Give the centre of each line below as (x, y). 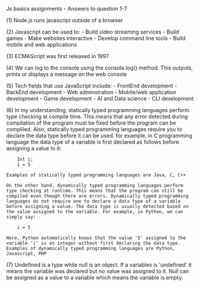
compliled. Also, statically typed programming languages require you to (94, 129)
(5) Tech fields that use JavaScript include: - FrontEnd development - (92, 86)
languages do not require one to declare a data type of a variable (93, 201)
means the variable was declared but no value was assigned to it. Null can (98, 271)
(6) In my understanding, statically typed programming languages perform (98, 110)
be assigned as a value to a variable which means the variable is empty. (95, 277)
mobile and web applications (42, 45)
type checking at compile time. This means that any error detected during (97, 117)
